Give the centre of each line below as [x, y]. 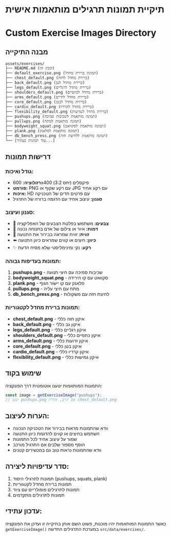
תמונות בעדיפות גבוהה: [33, 261]
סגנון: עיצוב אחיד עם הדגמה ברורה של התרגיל [58, 199]
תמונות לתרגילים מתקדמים [39, 495]
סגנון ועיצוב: [20, 212]
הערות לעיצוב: [27, 416]
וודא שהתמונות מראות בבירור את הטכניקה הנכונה [60, 428]
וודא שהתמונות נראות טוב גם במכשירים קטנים [57, 450]
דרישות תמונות [28, 157]
